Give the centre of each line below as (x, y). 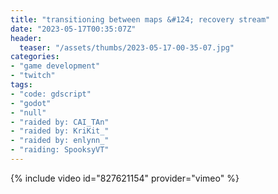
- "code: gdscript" (51, 94)
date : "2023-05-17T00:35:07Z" (73, 29)
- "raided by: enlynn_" (60, 141)
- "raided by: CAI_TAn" (60, 122)
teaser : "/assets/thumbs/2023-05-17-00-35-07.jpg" (127, 47)
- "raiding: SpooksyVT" (60, 150)
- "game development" (55, 66)
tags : (21, 85)
